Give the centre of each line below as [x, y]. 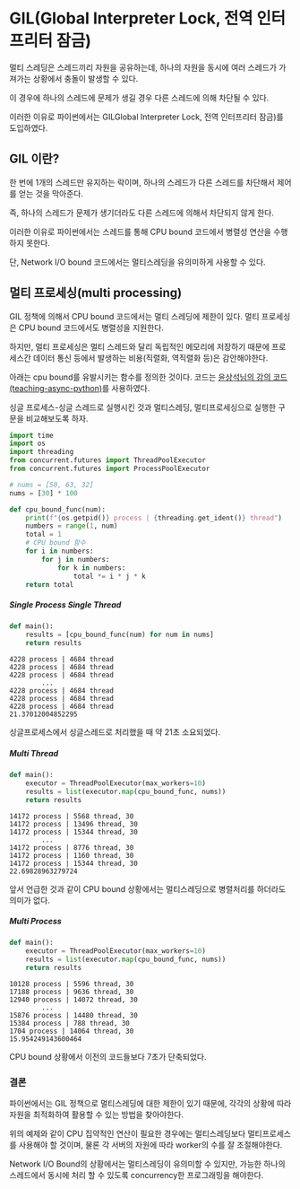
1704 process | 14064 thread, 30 [72, 1031]
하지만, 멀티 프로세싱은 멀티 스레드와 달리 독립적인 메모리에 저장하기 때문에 [140, 346]
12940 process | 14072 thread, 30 [74, 1000]
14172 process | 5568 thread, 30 [72, 816]
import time [31, 435]
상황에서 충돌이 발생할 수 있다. [86, 78]
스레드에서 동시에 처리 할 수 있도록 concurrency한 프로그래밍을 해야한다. [137, 1176]
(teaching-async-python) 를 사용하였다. [80, 388]
